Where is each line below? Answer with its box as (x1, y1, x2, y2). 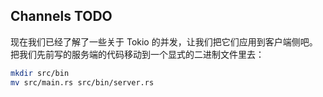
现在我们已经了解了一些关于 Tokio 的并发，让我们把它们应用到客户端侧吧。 (10, 35, 318, 48)
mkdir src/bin (10, 68, 70, 78)
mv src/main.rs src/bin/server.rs (10, 77, 155, 88)
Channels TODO (10, 8, 113, 25)
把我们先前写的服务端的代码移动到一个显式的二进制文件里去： (10, 48, 265, 60)
